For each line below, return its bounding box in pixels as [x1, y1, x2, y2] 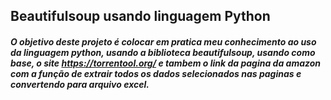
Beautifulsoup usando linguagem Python [10, 8, 271, 25]
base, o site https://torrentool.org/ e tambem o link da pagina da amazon [10, 57, 322, 69]
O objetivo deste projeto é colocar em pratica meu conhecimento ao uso [10, 35, 317, 48]
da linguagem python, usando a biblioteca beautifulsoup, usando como [10, 46, 316, 58]
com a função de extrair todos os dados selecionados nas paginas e [10, 67, 302, 79]
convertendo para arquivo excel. [10, 78, 150, 90]
